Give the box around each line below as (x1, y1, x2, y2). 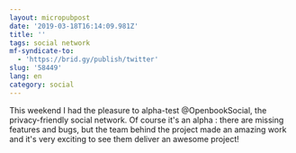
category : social (9, 80, 75, 89)
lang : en (9, 72, 42, 81)
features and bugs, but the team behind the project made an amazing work (9, 123, 287, 135)
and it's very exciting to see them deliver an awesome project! (9, 133, 240, 144)
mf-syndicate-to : (9, 47, 75, 56)
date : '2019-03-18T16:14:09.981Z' (9, 22, 139, 31)
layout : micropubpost (9, 13, 91, 22)
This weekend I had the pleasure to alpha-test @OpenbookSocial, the (9, 104, 267, 115)
